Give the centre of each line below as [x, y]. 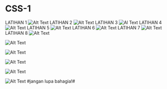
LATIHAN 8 [17, 33]
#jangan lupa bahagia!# [51, 81]
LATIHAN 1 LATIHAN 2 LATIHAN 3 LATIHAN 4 [83, 22]
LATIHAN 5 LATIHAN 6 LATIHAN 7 [83, 27]
